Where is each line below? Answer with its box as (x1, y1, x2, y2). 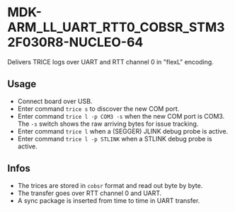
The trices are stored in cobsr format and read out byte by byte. (17, 181, 203, 189)
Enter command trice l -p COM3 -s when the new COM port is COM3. (17, 112, 225, 120)
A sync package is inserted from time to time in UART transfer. (17, 196, 200, 205)
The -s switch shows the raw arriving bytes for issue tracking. (17, 119, 199, 128)
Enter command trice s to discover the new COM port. (17, 104, 180, 113)
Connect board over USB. (17, 97, 93, 105)
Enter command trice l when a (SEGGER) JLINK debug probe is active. (17, 126, 229, 135)
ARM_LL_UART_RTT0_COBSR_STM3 (7, 19, 225, 35)
